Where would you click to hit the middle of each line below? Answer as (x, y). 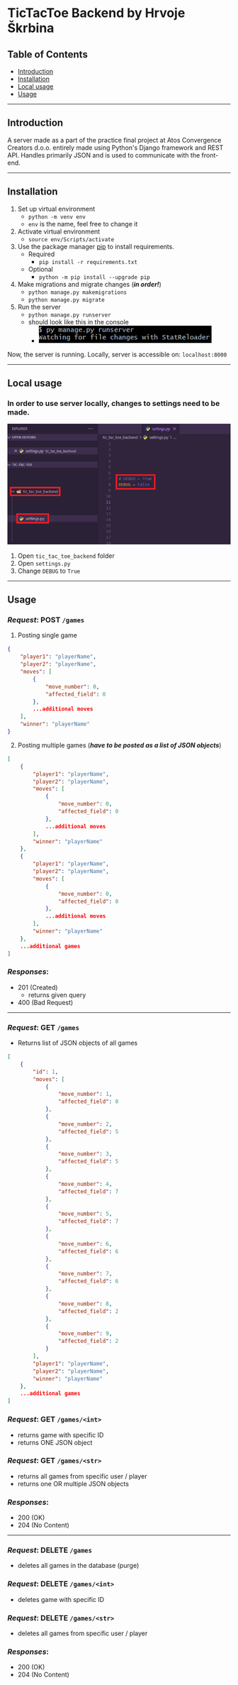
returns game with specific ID (61, 1434)
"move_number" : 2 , (85, 1124)
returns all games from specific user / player (82, 1476)
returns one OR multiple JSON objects (73, 1483)
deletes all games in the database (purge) (78, 1566)
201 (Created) (38, 987)
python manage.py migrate (66, 300)
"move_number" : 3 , (85, 1154)
